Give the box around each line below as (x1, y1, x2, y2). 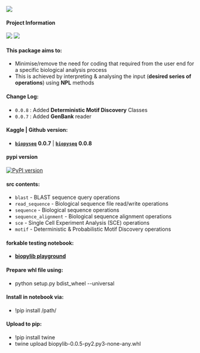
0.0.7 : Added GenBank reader (14, 113, 91, 120)
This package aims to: (6, 47, 63, 54)
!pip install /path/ (14, 306, 57, 314)
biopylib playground (14, 252, 66, 260)
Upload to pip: (6, 321, 42, 328)
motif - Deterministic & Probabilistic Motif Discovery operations (14, 225, 171, 233)
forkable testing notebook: (6, 239, 74, 246)
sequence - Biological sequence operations (14, 207, 119, 214)
